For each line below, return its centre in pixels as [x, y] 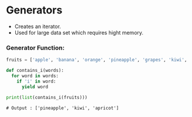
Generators [34, 10]
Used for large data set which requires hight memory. [79, 32]
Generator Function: [35, 47]
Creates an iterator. [38, 26]
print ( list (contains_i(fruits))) [47, 98]
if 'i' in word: [37, 81]
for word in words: [35, 76]
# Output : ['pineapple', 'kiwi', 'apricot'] [62, 108]
